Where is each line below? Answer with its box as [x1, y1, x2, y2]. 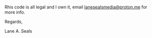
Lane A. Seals [4, 28, 32, 34]
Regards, [4, 19, 23, 24]
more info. [4, 9, 25, 15]
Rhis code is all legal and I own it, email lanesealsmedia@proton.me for [4, 4, 148, 10]
